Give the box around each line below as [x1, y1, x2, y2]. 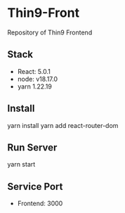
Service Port [7, 181, 63, 193]
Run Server [7, 141, 58, 153]
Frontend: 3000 [17, 199, 63, 208]
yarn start [7, 160, 36, 169]
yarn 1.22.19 [17, 82, 53, 91]
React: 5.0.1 [17, 67, 51, 75]
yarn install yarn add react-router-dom [7, 121, 119, 129]
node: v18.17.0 [17, 75, 58, 83]
